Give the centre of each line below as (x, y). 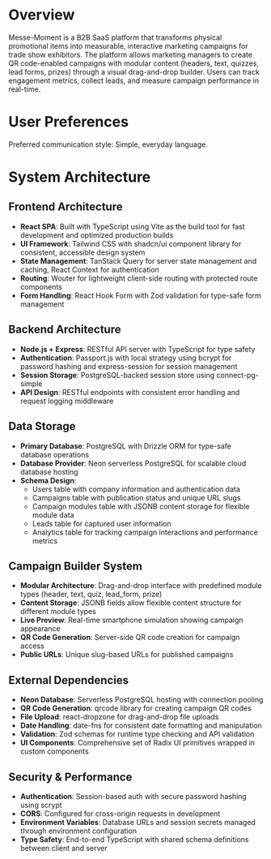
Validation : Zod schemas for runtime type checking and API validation (137, 734)
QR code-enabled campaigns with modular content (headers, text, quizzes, (133, 63)
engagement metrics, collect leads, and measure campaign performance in (134, 80)
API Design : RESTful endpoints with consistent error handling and (130, 392)
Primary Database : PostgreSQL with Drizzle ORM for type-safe (126, 446)
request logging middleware (67, 401)
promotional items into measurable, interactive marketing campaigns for (128, 45)
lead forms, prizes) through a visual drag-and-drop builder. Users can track (134, 71)
